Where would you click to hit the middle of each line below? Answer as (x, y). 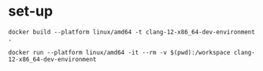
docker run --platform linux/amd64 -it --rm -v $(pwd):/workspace (119, 52)
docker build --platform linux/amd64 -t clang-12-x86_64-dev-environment (132, 32)
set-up (31, 11)
